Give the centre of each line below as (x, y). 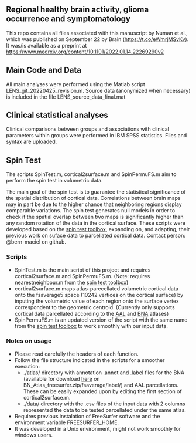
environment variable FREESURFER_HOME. (66, 422)
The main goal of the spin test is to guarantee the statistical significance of (96, 192)
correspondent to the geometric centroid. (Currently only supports (94, 307)
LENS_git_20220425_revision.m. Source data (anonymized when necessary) (99, 90)
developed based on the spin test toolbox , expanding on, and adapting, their (98, 229)
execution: (27, 366)
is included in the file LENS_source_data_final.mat (66, 97)
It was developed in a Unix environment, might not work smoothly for (98, 428)
